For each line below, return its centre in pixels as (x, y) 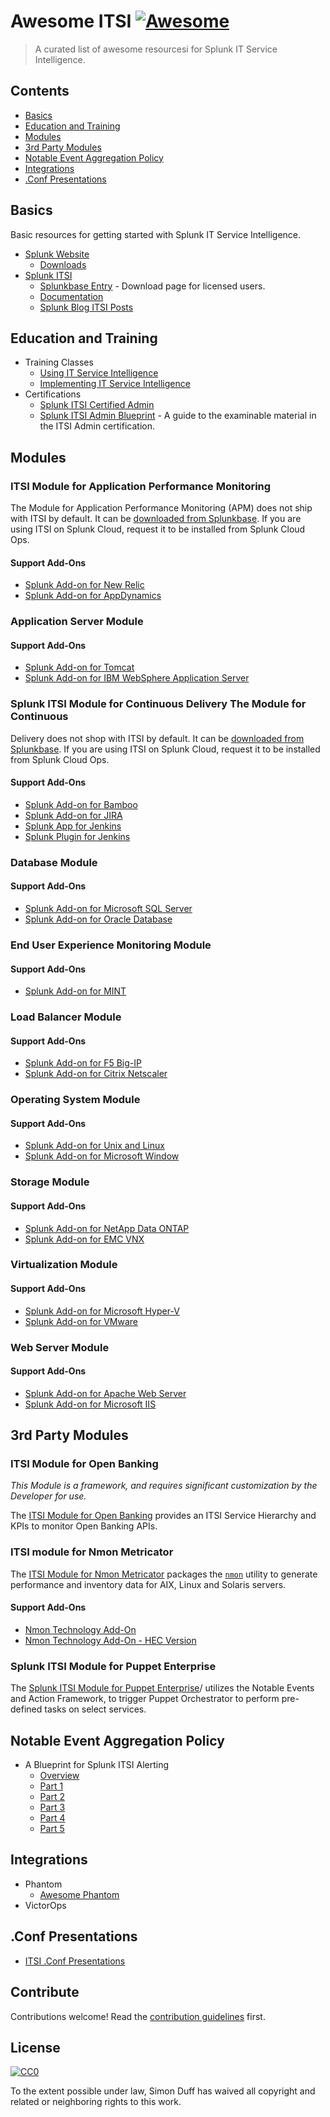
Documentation (71, 296)
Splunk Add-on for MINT (75, 991)
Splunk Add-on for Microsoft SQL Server (108, 909)
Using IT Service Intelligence (99, 373)
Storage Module (50, 1182)
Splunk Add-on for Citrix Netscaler (96, 1074)
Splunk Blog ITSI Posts (86, 307)
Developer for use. (48, 1496)
